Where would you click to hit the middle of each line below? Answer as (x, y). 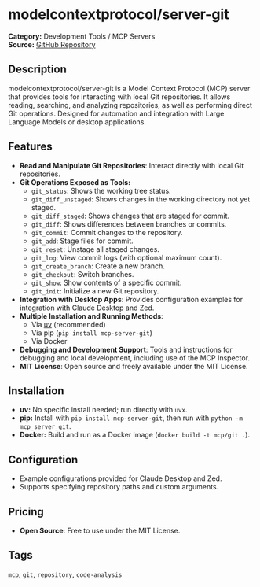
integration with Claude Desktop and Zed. (87, 308)
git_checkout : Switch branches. (82, 274)
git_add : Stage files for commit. (82, 241)
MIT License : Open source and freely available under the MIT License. (134, 366)
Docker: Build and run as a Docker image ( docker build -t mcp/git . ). (134, 435)
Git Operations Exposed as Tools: (75, 182)
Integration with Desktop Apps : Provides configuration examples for (131, 299)
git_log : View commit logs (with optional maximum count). (126, 257)
